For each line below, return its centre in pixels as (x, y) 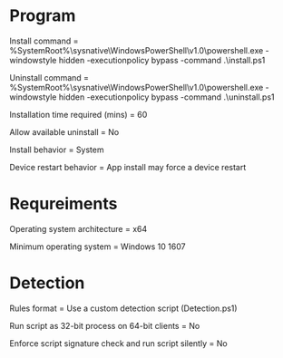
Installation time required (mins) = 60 (78, 114)
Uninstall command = (49, 77)
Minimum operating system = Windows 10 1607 (98, 247)
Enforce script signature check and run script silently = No (119, 343)
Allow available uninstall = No (64, 131)
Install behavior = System (57, 150)
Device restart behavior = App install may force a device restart (128, 167)
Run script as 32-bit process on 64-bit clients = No (105, 325)
